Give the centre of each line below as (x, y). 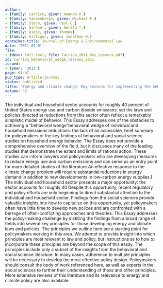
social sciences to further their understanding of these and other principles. (81, 270)
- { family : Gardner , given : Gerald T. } (45, 28)
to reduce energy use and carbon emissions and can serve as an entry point (81, 162)
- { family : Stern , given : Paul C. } (41, 23)
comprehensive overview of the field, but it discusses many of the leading (79, 146)
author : (13, 9)
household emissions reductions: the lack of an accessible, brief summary (79, 131)
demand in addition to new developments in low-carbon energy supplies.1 (79, 177)
